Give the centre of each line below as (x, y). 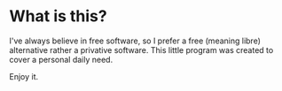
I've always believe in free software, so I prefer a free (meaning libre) (135, 41)
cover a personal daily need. (61, 59)
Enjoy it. (24, 76)
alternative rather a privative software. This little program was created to (141, 49)
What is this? (59, 16)
